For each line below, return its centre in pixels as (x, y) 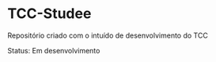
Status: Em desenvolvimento (54, 50)
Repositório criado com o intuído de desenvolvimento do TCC (108, 35)
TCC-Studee (49, 14)
